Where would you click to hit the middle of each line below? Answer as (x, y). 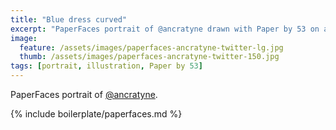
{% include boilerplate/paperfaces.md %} (96, 114)
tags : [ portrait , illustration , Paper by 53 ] (106, 66)
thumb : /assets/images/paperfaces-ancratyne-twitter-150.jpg (149, 57)
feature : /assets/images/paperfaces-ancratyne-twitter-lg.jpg (151, 47)
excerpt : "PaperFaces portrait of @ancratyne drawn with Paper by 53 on (165, 29)
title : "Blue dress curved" (69, 19)
